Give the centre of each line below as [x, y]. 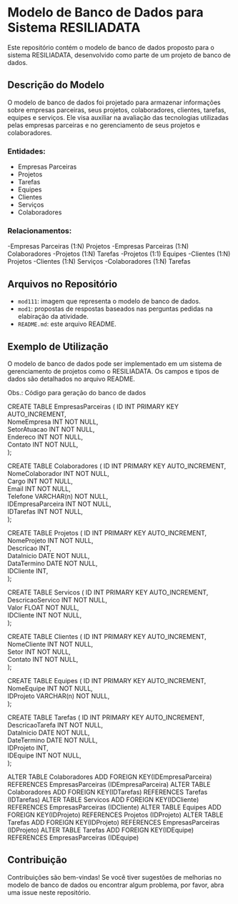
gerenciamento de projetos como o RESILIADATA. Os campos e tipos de [113, 371]
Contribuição [38, 860]
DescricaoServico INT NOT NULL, [57, 600]
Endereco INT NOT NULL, [45, 437]
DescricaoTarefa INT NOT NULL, [55, 725]
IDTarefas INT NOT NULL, [45, 511]
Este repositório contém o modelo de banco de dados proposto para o [111, 47]
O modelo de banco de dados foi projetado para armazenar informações [114, 102]
